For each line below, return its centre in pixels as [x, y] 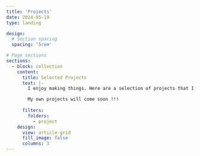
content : [28, 72]
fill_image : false [45, 138]
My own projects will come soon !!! [73, 99]
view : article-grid [46, 132]
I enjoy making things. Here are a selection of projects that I [111, 89]
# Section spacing [35, 39]
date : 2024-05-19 [28, 17]
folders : [39, 116]
